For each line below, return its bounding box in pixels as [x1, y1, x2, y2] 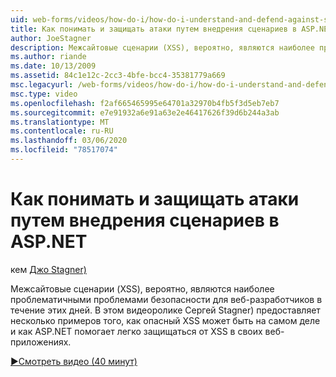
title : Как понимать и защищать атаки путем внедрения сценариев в [10, 24, 298, 34]
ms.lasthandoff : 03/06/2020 [10, 136, 128, 146]
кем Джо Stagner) [10, 263, 87, 275]
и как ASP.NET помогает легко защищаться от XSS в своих [10, 325, 263, 337]
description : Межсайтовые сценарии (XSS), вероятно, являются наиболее [10, 42, 315, 53]
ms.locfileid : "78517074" [10, 145, 118, 155]
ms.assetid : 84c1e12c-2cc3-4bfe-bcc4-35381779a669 [10, 71, 226, 81]
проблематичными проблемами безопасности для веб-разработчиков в [10, 293, 323, 305]
